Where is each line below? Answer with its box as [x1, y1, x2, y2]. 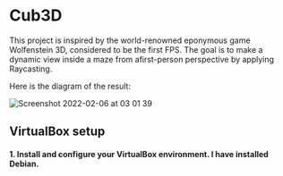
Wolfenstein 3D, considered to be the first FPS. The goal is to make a [9, 44, 263, 54]
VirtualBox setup [9, 124, 106, 139]
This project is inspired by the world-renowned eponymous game [9, 35, 251, 46]
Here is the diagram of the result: [9, 80, 132, 91]
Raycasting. [9, 63, 53, 74]
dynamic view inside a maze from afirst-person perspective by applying [9, 54, 275, 64]
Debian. [9, 158, 39, 169]
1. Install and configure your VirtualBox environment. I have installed [9, 148, 269, 159]
